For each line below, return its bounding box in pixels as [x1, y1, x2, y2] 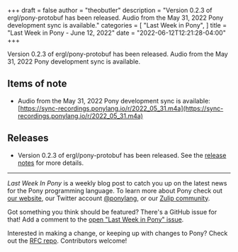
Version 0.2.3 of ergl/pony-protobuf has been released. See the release [17, 151, 227, 159]
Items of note [7, 78, 67, 90]
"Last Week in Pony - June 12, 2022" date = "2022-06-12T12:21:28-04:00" [7, 28, 227, 37]
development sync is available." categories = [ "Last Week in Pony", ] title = [7, 21, 227, 29]
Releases [7, 132, 49, 144]
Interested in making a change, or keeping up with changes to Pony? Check [7, 229, 228, 237]
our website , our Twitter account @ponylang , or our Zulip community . [7, 194, 210, 202]
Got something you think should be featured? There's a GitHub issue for [7, 207, 217, 216]
